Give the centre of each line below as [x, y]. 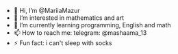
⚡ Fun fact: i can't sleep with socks [63, 43]
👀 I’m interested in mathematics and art [69, 18]
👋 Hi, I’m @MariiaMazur [47, 11]
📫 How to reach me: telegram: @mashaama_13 [80, 33]
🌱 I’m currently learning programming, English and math [92, 25]
